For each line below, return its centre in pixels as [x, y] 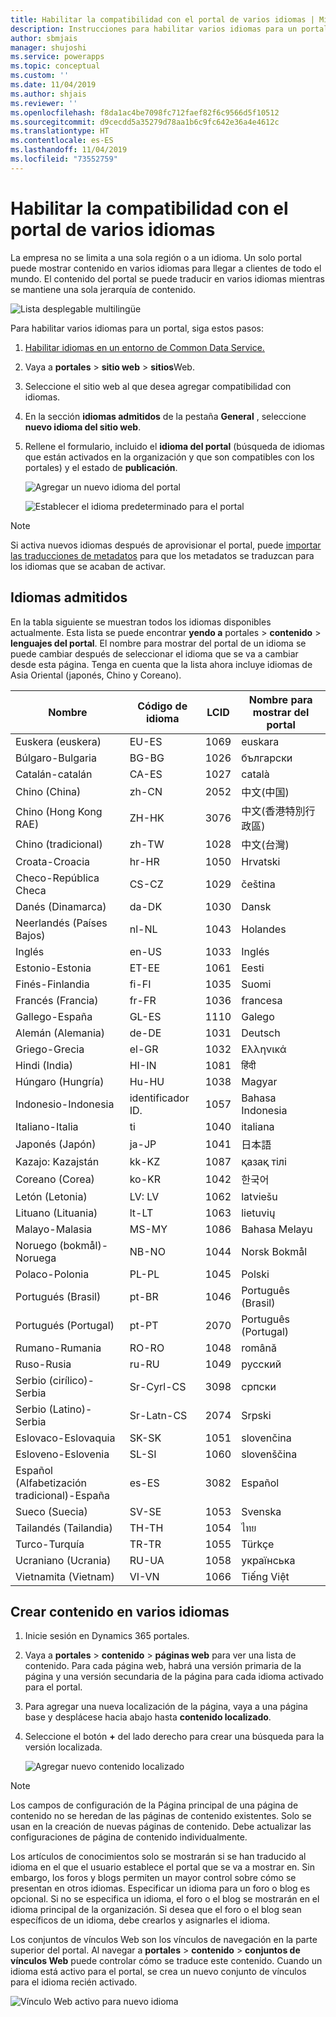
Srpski [256, 1415]
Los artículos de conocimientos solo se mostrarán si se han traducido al [158, 1857]
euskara [260, 741]
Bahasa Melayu [277, 1229]
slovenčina [266, 1438]
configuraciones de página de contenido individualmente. [129, 1837]
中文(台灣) [265, 844]
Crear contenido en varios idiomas [120, 1611]
